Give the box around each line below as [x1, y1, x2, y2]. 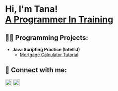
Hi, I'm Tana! [5, 3, 58, 15]
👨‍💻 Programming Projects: [5, 33, 88, 42]
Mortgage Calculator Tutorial [19, 52, 78, 58]
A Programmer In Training [5, 14, 114, 25]
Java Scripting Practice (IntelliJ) [12, 47, 80, 52]
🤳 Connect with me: [5, 66, 67, 74]
